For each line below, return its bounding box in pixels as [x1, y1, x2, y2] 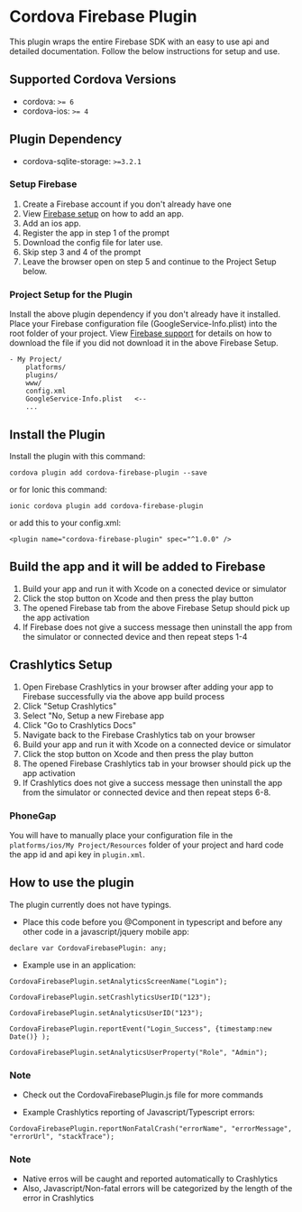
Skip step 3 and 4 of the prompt [22, 246, 142, 257]
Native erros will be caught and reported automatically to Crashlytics [22, 1173, 279, 1184]
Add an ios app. [22, 217, 81, 228]
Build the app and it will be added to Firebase [9, 560, 266, 575]
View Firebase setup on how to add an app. [22, 208, 185, 218]
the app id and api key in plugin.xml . [9, 848, 146, 859]
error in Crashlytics [22, 1193, 95, 1204]
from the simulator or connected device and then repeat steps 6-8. [22, 787, 271, 798]
